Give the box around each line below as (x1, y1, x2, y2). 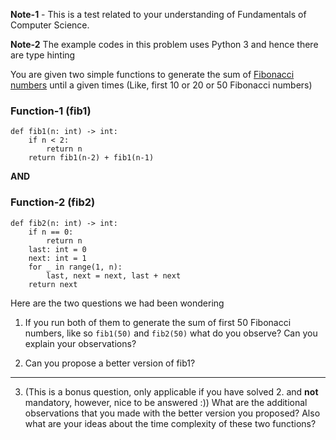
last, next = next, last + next (46, 270, 182, 281)
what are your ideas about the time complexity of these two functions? (24, 417, 317, 429)
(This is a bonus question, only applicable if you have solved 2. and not (24, 385, 319, 398)
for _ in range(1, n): (28, 262, 123, 272)
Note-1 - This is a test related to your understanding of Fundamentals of (10, 9, 307, 20)
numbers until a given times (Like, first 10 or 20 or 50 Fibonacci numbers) (10, 79, 313, 91)
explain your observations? (24, 337, 137, 349)
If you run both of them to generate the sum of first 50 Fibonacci (24, 316, 292, 328)
